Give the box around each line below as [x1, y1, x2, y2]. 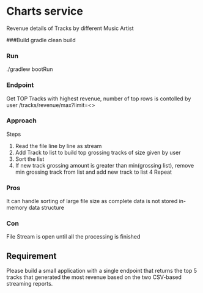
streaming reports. [6, 280, 53, 287]
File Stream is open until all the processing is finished [6, 233, 141, 240]
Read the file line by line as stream [15, 142, 102, 149]
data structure [28, 204, 64, 212]
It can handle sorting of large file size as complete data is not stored [6, 198, 178, 205]
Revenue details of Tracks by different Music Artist [6, 24, 134, 32]
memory [6, 204, 28, 212]
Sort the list [15, 155, 45, 163]
